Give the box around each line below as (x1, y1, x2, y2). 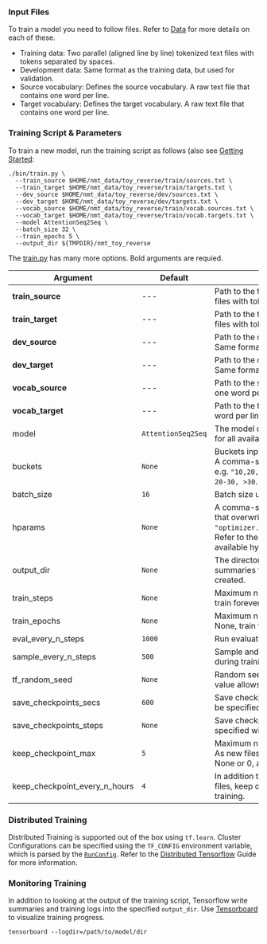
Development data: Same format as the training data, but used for (19, 65, 235, 75)
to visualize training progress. (8, 913, 106, 922)
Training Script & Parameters (8, 127, 122, 139)
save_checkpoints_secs (12, 696, 101, 707)
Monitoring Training (8, 877, 87, 888)
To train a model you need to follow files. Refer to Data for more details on (8, 25, 250, 34)
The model (214, 423, 255, 434)
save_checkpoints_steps (12, 719, 103, 731)
